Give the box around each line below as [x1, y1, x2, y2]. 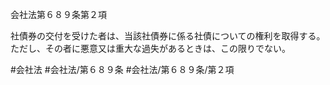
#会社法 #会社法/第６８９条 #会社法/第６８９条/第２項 [10, 64, 235, 75]
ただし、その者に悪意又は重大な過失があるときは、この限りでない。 [10, 43, 291, 54]
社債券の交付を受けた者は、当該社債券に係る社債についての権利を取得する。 [10, 30, 326, 42]
